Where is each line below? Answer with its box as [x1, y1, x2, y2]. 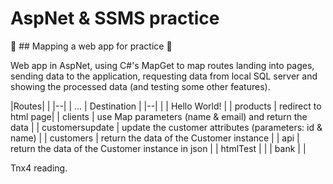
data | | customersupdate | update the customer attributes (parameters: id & [10, 121, 323, 133]
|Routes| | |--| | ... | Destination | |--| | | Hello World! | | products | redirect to [10, 100, 322, 112]
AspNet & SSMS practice [10, 7, 220, 30]
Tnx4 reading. [10, 162, 68, 174]
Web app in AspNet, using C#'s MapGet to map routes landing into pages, [10, 59, 315, 71]
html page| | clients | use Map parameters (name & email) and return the [10, 110, 308, 122]
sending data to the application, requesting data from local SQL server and [10, 70, 318, 82]
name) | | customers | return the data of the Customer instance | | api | [10, 132, 300, 144]
